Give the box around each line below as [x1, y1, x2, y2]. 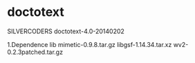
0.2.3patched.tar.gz [7, 48, 64, 56]
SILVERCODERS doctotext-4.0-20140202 [7, 27, 124, 35]
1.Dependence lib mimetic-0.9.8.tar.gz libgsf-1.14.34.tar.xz [7, 40, 172, 48]
